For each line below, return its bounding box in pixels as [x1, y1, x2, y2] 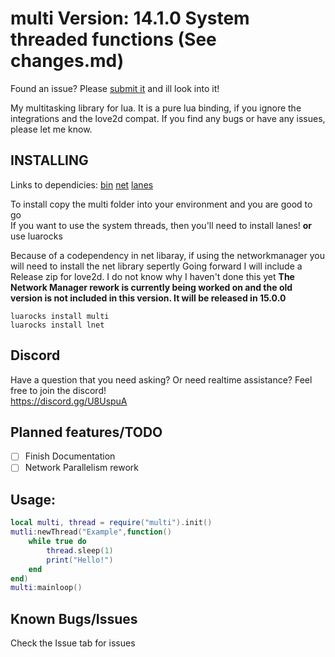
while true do [28, 537, 87, 547]
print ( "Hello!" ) [46, 555, 114, 565]
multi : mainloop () [10, 583, 83, 593]
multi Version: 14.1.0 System [10, 7, 250, 30]
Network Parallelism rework [24, 462, 139, 474]
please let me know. [10, 123, 93, 135]
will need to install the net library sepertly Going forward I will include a [10, 260, 303, 272]
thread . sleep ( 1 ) [46, 545, 114, 556]
